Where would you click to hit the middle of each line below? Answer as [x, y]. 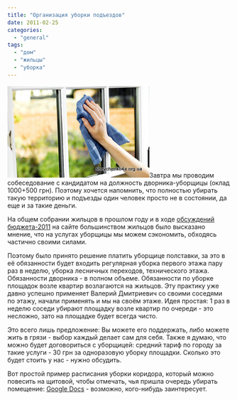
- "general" [32, 38]
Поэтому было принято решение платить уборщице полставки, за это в [116, 255]
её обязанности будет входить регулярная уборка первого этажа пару [115, 263]
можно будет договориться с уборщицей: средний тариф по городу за [115, 345]
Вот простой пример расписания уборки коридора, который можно [111, 374]
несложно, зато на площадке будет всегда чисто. [83, 315]
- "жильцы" [30, 60]
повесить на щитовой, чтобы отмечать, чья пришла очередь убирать [112, 381]
